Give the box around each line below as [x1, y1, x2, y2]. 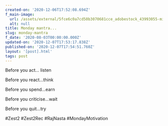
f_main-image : [5, 12, 35, 17]
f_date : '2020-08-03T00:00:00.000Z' [5, 35, 81, 40]
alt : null [9, 21, 30, 26]
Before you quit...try [5, 106, 46, 112]
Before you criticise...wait [5, 96, 57, 102]
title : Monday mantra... [5, 26, 57, 31]
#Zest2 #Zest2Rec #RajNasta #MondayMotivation [5, 116, 108, 122]
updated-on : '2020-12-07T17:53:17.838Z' [5, 40, 91, 45]
